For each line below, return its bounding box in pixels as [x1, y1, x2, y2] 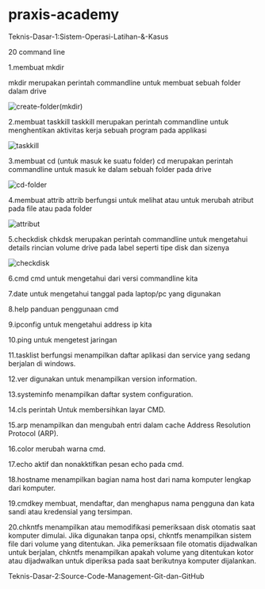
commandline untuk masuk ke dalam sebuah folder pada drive [8, 164, 212, 174]
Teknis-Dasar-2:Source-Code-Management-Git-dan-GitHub [8, 571, 205, 580]
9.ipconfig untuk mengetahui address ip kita [8, 319, 152, 329]
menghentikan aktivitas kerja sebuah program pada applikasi [8, 125, 207, 135]
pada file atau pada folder [8, 204, 93, 213]
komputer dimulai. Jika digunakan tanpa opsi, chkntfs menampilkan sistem [8, 530, 252, 540]
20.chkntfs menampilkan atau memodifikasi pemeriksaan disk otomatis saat [8, 522, 256, 532]
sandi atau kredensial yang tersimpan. [8, 507, 133, 516]
